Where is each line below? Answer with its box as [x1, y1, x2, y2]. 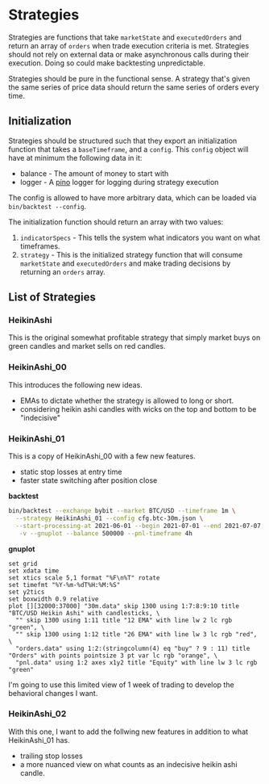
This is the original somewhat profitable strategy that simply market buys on [8, 333, 261, 342]
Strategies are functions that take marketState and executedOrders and [8, 32, 242, 42]
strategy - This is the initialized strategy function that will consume [19, 249, 243, 259]
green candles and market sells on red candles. [8, 342, 166, 351]
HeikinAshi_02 [8, 708, 67, 719]
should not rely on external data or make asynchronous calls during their [8, 49, 250, 59]
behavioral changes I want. [8, 688, 98, 698]
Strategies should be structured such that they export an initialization [8, 136, 238, 145]
